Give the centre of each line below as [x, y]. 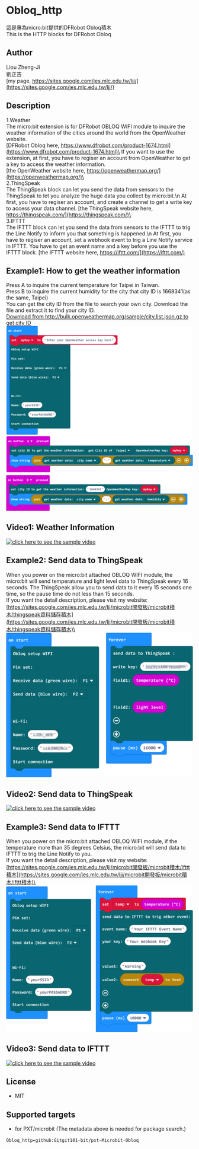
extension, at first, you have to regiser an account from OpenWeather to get [98, 158]
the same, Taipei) [27, 298]
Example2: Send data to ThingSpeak [75, 561]
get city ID [19, 323]
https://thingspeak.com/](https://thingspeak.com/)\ [69, 215]
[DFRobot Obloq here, [33, 145]
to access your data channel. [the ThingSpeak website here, [79, 208]
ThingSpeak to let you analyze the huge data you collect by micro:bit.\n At [97, 196]
